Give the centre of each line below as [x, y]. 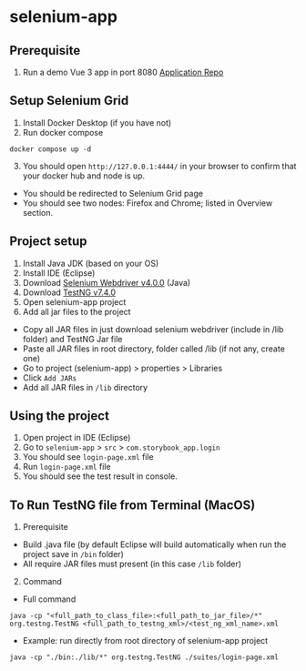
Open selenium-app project [74, 301]
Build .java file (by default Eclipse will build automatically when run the [154, 544]
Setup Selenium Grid [69, 101]
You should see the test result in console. [100, 476]
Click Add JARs [50, 377]
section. [38, 212]
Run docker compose [63, 132]
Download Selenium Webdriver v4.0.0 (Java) [107, 282]
